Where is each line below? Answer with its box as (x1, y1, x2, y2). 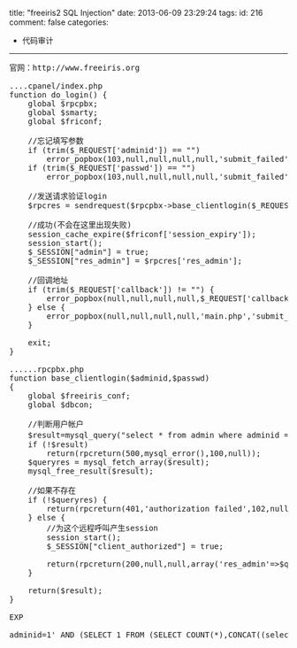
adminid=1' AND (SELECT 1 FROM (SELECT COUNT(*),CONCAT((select (9, 630, 294, 640)
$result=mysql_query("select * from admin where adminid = (27, 430, 289, 440)
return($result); (27, 586, 103, 596)
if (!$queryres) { (27, 495, 108, 505)
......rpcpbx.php (9, 365, 84, 374)
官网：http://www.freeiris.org (9, 63, 140, 73)
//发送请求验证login (27, 191, 108, 201)
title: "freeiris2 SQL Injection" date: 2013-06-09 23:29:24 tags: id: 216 (9, 8, 263, 18)
